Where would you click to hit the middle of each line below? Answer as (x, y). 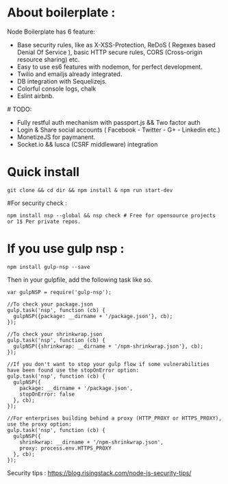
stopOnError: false (47, 394)
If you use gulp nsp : (66, 249)
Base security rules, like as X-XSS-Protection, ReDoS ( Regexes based (116, 45)
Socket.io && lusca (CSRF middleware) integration (87, 144)
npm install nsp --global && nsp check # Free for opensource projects (111, 215)
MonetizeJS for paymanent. (56, 137)
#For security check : (37, 203)
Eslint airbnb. (36, 96)
